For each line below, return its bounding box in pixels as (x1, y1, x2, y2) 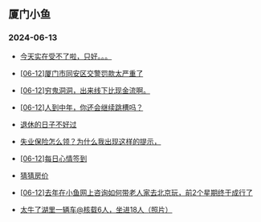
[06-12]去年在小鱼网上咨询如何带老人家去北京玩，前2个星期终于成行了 (19, 188, 253, 197)
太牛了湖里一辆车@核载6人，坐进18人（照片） (19, 204, 173, 214)
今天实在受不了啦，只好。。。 (19, 51, 112, 61)
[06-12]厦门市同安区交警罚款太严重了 (19, 68, 144, 78)
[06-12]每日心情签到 (19, 153, 88, 163)
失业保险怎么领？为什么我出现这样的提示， (19, 136, 161, 146)
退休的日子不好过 (19, 119, 77, 129)
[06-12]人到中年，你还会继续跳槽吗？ (19, 103, 144, 112)
